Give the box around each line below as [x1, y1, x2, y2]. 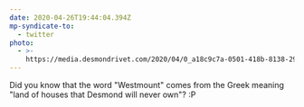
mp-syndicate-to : [9, 22, 75, 31]
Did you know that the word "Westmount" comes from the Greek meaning [9, 80, 285, 90]
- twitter [17, 30, 54, 39]
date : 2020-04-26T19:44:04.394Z [9, 13, 131, 22]
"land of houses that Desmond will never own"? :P [9, 89, 196, 100]
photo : [9, 38, 34, 48]
